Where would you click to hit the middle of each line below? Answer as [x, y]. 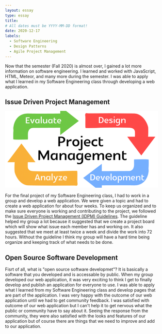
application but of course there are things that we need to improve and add [80, 321]
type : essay [17, 15]
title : [12, 20]
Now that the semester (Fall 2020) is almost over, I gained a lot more [73, 66]
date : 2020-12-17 [23, 31]
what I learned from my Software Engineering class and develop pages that [80, 290]
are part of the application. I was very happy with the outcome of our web [79, 295]
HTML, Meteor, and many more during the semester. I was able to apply [77, 76]
